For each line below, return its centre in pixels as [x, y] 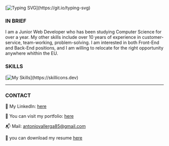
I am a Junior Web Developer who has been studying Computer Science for [83, 32]
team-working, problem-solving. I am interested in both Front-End [91, 42]
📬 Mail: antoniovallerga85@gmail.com [46, 126]
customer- [153, 37]
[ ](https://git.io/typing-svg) [48, 8]
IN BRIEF [16, 21]
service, [14, 42]
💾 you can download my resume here [44, 138]
